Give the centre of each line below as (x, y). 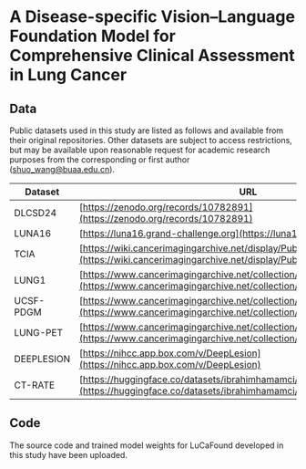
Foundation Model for (92, 36)
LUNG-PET (39, 333)
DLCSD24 (36, 213)
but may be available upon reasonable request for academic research (140, 150)
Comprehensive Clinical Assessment (152, 56)
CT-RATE (35, 385)
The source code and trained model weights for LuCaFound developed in (147, 445)
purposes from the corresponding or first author (100, 160)
